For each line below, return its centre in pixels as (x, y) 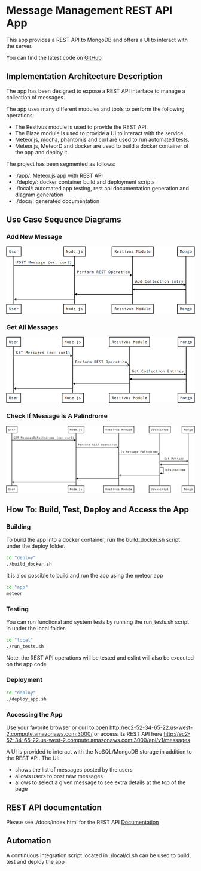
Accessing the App (34, 714)
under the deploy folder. (36, 546)
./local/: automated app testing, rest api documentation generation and (102, 188)
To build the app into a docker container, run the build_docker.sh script (93, 540)
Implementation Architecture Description (84, 76)
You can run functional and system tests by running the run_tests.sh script (98, 622)
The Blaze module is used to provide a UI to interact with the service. (100, 133)
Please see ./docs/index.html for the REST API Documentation (83, 822)
